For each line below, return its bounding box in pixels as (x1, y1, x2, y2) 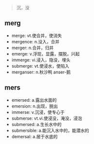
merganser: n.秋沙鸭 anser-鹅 (11, 69, 71, 75)
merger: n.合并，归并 (11, 45, 54, 51)
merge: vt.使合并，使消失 (11, 33, 62, 38)
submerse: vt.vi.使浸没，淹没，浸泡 (11, 115, 82, 121)
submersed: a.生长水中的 (11, 121, 62, 127)
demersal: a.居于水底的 (11, 133, 58, 139)
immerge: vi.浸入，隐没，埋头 (11, 57, 71, 63)
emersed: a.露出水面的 (11, 97, 57, 103)
